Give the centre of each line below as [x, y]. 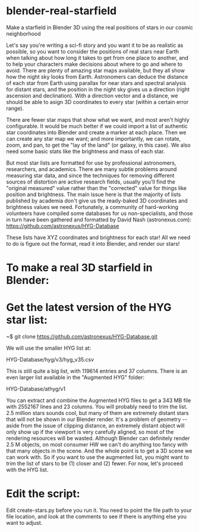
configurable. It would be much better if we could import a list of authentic [97, 126]
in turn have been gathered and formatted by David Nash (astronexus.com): [99, 219]
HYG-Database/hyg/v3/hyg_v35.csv [50, 360]
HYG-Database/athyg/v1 [36, 389]
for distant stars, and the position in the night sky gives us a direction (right [98, 89]
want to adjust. [24, 523]
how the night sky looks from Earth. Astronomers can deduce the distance [97, 77]
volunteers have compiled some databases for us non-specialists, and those [99, 213]
